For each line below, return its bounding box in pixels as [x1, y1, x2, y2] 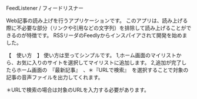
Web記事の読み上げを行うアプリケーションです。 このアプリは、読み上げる [6, 17, 188, 24]
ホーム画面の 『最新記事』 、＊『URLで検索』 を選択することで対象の [16, 67, 189, 73]
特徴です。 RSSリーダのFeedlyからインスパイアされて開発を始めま [26, 32, 188, 39]
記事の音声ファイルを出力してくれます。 [6, 74, 103, 81]
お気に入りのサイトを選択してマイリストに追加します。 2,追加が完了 [16, 59, 182, 66]
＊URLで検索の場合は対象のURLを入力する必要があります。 [6, 87, 150, 93]
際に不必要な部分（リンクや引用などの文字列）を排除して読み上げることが [6, 25, 186, 31]
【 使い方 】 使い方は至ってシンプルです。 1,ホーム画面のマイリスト [6, 52, 176, 58]
